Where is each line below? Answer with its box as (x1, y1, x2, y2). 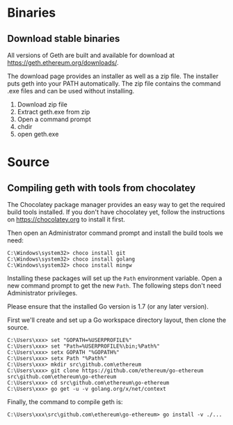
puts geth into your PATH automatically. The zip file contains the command (7, 79, 221, 88)
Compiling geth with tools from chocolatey (7, 182, 196, 194)
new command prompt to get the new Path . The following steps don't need (7, 281, 221, 290)
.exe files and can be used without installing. (7, 87, 135, 95)
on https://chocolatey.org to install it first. (7, 215, 125, 224)
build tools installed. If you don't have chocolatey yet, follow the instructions (7, 208, 225, 216)
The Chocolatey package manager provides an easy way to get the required (7, 201, 225, 208)
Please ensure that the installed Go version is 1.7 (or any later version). (7, 302, 209, 311)
